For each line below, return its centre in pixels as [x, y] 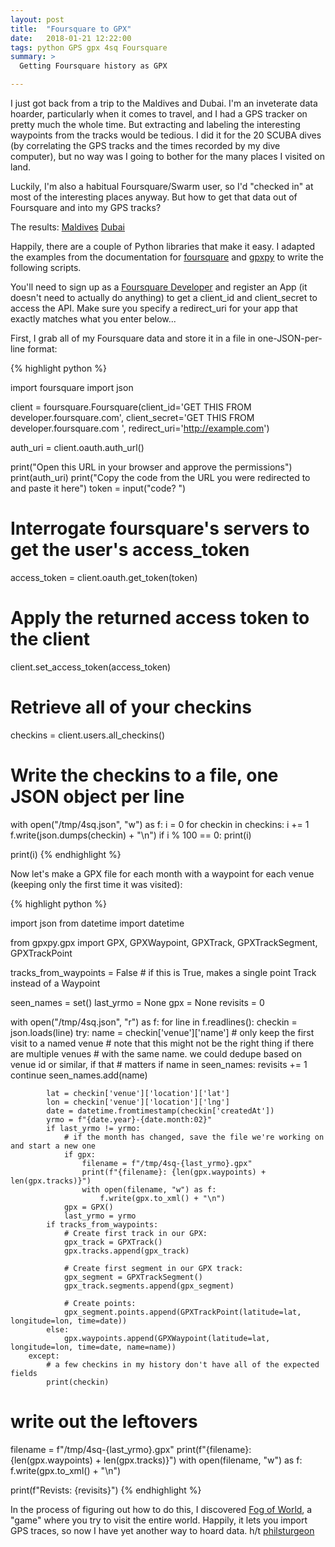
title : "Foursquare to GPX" [71, 29]
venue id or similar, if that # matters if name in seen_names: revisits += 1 [159, 1064]
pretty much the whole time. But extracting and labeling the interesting [155, 124]
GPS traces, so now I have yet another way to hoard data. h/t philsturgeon [162, 1530]
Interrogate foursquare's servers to [160, 528]
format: [42, 349]
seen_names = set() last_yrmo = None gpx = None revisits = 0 [137, 1002]
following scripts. [46, 267]
